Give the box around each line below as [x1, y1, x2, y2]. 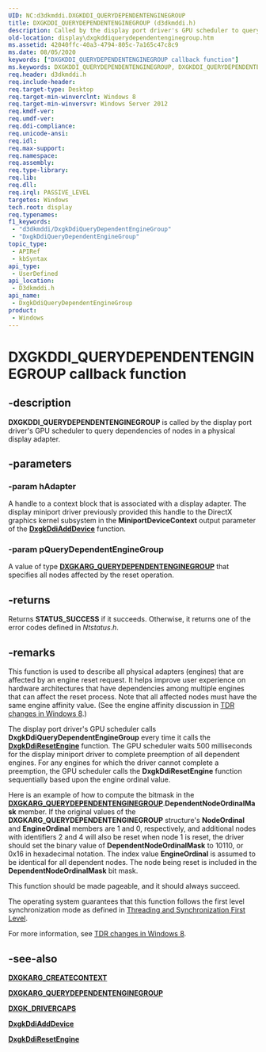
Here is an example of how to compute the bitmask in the [8, 790, 195, 800]
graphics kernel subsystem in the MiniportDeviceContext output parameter [8, 516, 256, 526]
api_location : [8, 277, 55, 285]
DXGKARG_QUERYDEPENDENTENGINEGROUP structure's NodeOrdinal [8, 816, 245, 825]
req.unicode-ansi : [8, 129, 69, 137]
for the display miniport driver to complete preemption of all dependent [8, 750, 240, 759]
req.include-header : [8, 78, 77, 86]
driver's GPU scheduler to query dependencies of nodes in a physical [8, 426, 236, 435]
